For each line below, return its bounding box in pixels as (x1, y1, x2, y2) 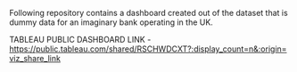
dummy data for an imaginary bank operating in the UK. (9, 17, 214, 28)
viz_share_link (9, 53, 61, 63)
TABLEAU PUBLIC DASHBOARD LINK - (9, 35, 152, 44)
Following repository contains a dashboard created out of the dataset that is (9, 8, 288, 18)
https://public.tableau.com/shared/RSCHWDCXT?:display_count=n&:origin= (9, 44, 287, 54)
